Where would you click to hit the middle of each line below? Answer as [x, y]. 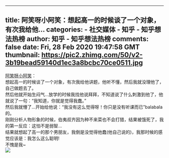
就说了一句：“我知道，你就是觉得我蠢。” [46, 100]
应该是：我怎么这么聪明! [34, 138]
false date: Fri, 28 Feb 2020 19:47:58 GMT [72, 47]
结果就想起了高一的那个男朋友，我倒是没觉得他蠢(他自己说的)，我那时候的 [82, 132]
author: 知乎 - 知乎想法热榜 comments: [88, 39]
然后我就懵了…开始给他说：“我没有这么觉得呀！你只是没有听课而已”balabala [84, 107]
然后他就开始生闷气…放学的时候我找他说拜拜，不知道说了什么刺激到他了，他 [84, 94]
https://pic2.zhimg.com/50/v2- [92, 55]
